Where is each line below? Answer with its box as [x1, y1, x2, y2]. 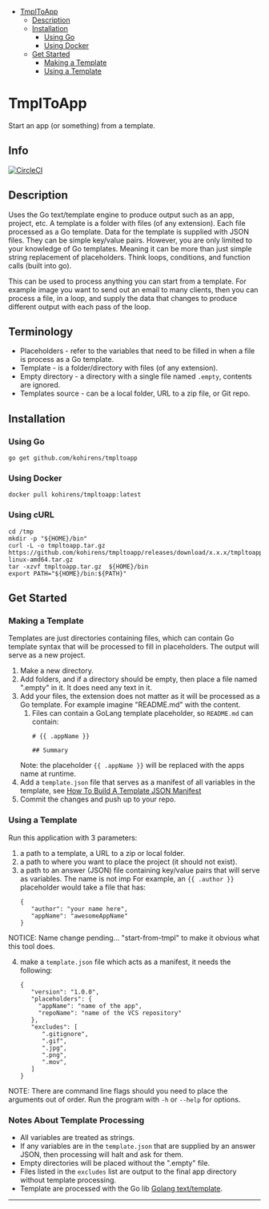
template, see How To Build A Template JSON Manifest [19, 786, 202, 796]
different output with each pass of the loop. [8, 302, 151, 311]
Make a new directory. [19, 666, 94, 676]
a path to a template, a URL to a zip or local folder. [19, 848, 186, 858]
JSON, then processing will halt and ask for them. [19, 1149, 184, 1159]
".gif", [41, 1037, 67, 1045]
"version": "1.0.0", [30, 988, 100, 996]
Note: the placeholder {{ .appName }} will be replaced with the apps [19, 761, 245, 770]
